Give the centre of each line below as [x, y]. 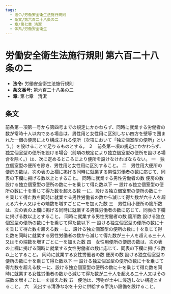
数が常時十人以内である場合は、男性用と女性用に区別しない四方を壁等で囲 [83, 133]
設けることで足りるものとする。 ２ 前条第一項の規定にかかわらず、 [92, 146]
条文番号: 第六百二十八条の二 [43, 90]
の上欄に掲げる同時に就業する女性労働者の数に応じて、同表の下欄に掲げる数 [85, 248]
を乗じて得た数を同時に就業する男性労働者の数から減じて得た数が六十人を [83, 197]
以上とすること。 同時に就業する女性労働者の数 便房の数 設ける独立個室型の [85, 254]
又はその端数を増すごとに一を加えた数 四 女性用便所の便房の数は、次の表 [84, 242]
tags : [11, 10]
